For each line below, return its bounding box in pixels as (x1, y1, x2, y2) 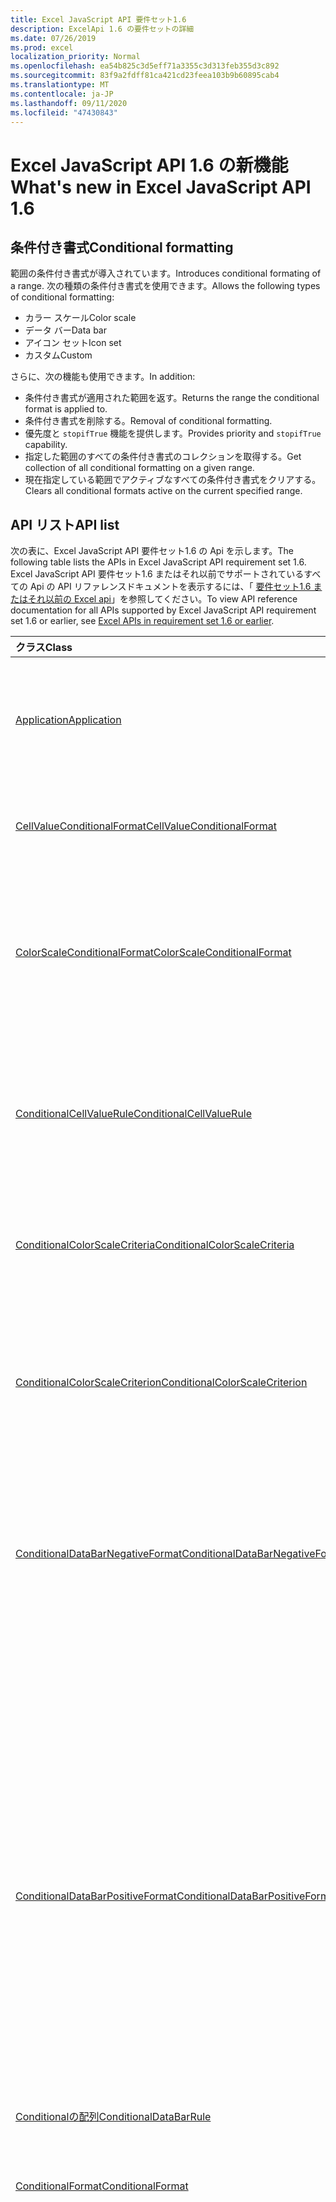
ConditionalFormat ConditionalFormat (15, 2179, 189, 2193)
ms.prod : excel (10, 42, 74, 53)
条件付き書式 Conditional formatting (10, 239, 234, 256)
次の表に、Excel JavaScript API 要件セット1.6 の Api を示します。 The (10, 545, 294, 557)
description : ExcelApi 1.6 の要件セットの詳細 (10, 24, 195, 34)
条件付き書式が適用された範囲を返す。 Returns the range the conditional (24, 392, 320, 404)
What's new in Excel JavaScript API (10, 176, 312, 198)
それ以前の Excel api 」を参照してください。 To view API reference (27, 593, 298, 605)
